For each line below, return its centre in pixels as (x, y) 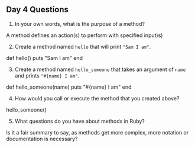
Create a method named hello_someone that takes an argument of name (100, 69)
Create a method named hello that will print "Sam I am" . (83, 46)
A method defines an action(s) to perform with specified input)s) (84, 35)
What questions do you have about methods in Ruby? (79, 121)
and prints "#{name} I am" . (47, 75)
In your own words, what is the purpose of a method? (79, 23)
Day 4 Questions (38, 10)
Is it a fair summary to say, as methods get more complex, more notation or (97, 132)
